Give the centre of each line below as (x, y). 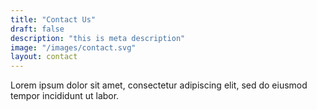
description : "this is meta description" (98, 38)
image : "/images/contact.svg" (73, 47)
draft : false (37, 29)
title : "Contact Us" (53, 19)
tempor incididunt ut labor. (65, 96)
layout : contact (44, 57)
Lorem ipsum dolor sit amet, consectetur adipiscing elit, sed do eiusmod (159, 85)
